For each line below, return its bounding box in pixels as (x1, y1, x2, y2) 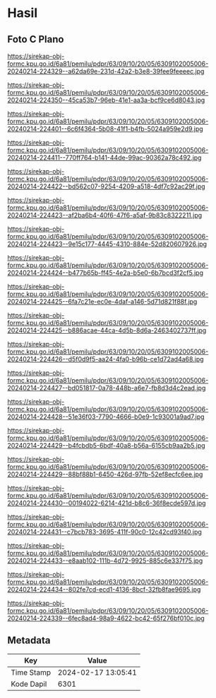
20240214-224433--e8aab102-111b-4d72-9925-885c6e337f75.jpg (7, 556, 203, 565)
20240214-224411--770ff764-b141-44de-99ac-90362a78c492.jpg (7, 154, 202, 162)
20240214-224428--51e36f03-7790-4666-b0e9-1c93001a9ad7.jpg (7, 412, 205, 421)
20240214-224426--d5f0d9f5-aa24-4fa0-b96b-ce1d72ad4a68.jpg (7, 355, 204, 363)
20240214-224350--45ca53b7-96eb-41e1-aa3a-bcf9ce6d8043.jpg (7, 96, 205, 104)
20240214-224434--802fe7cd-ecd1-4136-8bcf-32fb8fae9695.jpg (7, 585, 201, 593)
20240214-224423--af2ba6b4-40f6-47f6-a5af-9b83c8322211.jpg (7, 211, 203, 219)
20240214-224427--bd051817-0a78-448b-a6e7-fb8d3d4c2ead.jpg (7, 384, 206, 392)
